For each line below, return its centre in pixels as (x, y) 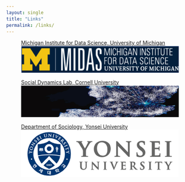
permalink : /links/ (30, 25)
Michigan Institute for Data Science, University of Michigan (93, 43)
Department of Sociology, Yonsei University (74, 127)
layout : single (25, 13)
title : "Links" (25, 19)
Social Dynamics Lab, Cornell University (70, 82)
